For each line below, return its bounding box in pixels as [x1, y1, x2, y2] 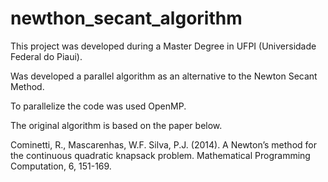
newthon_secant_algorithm [10, 7, 243, 30]
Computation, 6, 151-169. [10, 160, 112, 172]
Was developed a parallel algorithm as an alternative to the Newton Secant [10, 70, 318, 82]
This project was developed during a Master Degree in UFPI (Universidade [10, 40, 317, 52]
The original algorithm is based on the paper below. [10, 119, 223, 131]
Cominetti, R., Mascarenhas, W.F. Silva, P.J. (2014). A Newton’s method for [10, 138, 317, 151]
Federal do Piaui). [10, 50, 83, 62]
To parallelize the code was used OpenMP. [10, 100, 187, 112]
